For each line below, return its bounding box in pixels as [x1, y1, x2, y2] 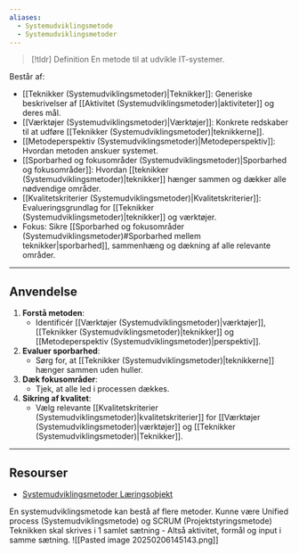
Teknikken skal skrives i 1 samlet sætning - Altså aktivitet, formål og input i [9, 525, 282, 535]
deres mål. [21, 108, 61, 119]
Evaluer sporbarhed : [21, 345, 101, 357]
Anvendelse [9, 284, 77, 299]
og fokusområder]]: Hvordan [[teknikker [21, 164, 169, 175]
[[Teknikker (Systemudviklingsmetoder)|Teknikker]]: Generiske [21, 88, 253, 99]
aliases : [9, 12, 42, 22]
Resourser [9, 465, 69, 480]
